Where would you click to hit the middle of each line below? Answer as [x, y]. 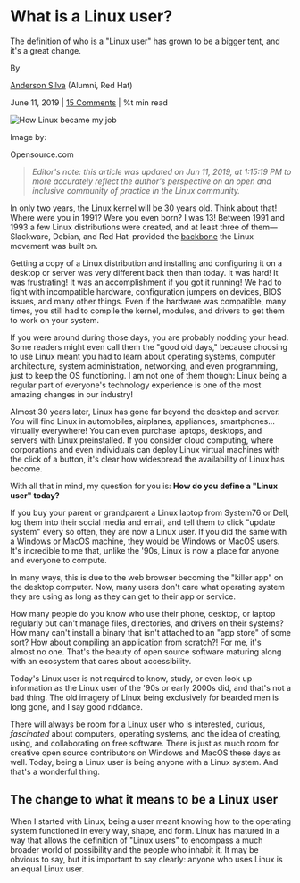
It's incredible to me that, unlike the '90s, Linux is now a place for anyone [145, 550]
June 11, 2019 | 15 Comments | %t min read [89, 102]
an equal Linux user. [47, 869]
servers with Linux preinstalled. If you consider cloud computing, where [142, 440]
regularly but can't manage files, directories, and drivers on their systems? [147, 623]
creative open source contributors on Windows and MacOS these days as [146, 753]
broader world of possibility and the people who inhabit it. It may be [135, 849]
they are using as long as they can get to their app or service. [123, 596]
